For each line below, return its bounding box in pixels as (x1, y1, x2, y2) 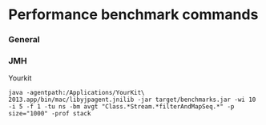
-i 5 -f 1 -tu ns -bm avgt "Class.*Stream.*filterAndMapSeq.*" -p (8, 103, 235, 111)
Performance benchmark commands (8, 6, 259, 24)
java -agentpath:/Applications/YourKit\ (8, 89, 146, 97)
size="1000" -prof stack (8, 110, 91, 118)
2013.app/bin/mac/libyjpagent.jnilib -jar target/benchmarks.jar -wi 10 (8, 96, 256, 104)
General (8, 34, 40, 45)
